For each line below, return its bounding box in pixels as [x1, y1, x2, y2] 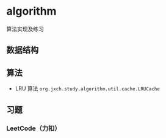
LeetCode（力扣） [6, 124, 61, 133]
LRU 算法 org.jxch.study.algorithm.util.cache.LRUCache [15, 85, 161, 92]
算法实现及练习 [6, 25, 44, 32]
